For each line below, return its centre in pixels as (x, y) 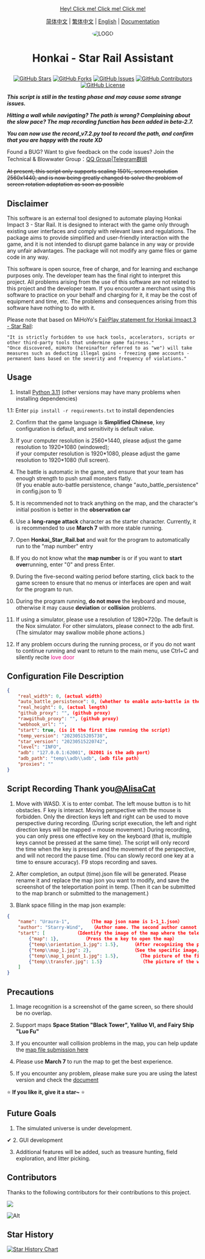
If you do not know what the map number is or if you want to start (99, 558)
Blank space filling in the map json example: (71, 905)
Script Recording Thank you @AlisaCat (81, 789)
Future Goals (32, 1113)
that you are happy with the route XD (55, 140)
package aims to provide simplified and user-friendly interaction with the (98, 238)
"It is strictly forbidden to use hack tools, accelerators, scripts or (101, 337)
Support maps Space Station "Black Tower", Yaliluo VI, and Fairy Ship (105, 1025)
